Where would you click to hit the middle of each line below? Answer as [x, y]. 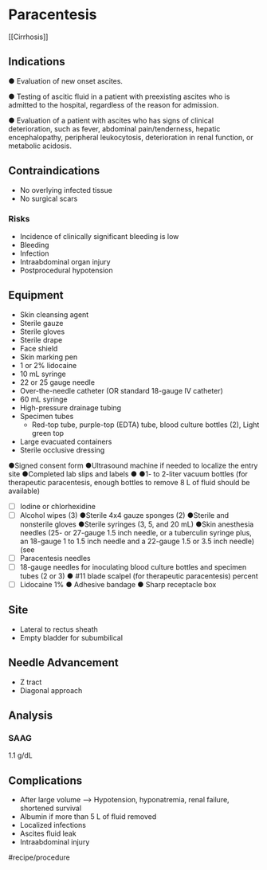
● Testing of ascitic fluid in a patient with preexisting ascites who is [119, 96]
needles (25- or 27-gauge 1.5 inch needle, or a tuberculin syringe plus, [136, 532]
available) [24, 491]
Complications [45, 780]
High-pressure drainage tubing [71, 407]
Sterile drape [41, 339]
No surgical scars [49, 198]
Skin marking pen [49, 357]
